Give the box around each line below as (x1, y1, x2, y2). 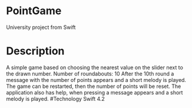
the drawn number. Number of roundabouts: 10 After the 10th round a (6, 70, 174, 77)
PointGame (6, 4, 62, 18)
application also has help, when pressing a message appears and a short (6, 89, 183, 96)
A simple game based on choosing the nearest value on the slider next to (6, 64, 184, 71)
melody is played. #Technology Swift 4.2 (6, 95, 105, 102)
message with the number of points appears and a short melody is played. (6, 76, 187, 83)
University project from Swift (6, 24, 76, 31)
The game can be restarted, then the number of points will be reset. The (6, 83, 181, 90)
